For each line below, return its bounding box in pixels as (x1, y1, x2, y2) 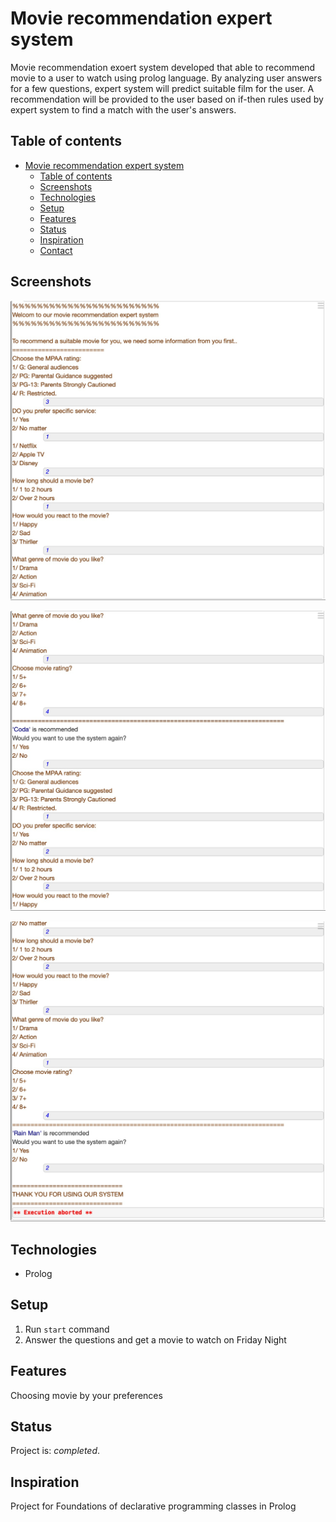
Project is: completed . (10, 1445, 101, 1457)
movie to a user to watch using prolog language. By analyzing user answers (10, 72, 323, 84)
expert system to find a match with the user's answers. (10, 103, 237, 116)
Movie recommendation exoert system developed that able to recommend (10, 61, 316, 73)
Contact (39, 244, 73, 256)
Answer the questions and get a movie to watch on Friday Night (24, 1333, 287, 1346)
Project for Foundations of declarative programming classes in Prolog (10, 1500, 297, 1512)
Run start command (24, 1323, 110, 1335)
